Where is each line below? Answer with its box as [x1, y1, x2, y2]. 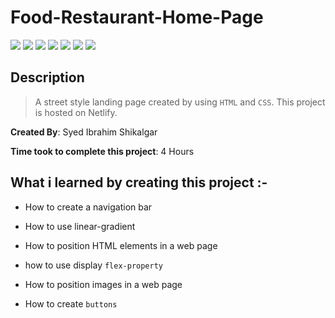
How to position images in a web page [24, 278, 183, 290]
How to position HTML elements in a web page [24, 239, 218, 251]
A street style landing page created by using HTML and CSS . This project [34, 96, 326, 108]
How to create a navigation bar [24, 201, 153, 213]
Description [10, 69, 85, 86]
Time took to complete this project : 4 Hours [10, 145, 195, 157]
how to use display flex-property [24, 259, 164, 271]
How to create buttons [24, 297, 118, 310]
